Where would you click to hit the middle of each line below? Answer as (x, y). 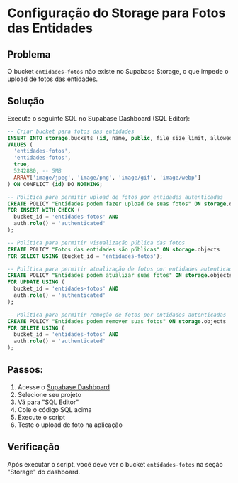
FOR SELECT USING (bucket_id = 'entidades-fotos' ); (85, 256)
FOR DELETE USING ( (36, 328)
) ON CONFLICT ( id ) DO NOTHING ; (55, 184)
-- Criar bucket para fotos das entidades (71, 131)
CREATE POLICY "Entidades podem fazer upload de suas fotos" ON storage (117, 204)
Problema (29, 54)
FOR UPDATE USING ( (36, 282)
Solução (26, 101)
